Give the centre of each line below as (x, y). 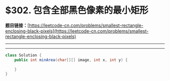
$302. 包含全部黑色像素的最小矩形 (77, 10)
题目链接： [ (17, 25)
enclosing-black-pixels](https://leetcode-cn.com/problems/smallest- (77, 31)
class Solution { (24, 55)
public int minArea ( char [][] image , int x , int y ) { (71, 60)
